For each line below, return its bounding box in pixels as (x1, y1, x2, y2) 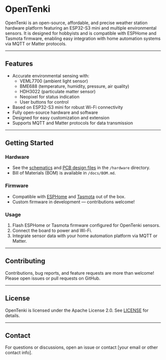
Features (5, 60, 33, 68)
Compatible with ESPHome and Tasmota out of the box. (12, 193, 126, 199)
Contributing (5, 257, 45, 265)
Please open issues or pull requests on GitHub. (5, 275, 101, 281)
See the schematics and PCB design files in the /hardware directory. (12, 165, 151, 171)
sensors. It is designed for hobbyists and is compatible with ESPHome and (5, 30, 157, 36)
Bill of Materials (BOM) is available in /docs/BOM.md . (12, 170, 116, 176)
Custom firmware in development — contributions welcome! (12, 199, 135, 205)
